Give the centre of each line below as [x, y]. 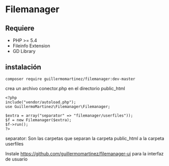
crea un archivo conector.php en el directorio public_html [65, 88]
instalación [23, 67]
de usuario [17, 159]
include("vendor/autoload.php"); [41, 102]
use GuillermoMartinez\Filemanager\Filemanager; [58, 106]
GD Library [24, 51]
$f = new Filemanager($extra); [38, 120]
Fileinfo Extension [31, 46]
